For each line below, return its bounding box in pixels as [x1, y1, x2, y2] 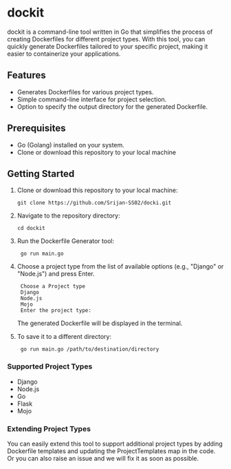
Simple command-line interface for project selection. [16, 95, 167, 103]
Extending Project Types [7, 424, 91, 433]
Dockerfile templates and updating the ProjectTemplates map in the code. [7, 446, 216, 455]
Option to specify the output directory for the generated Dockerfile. [16, 102, 208, 111]
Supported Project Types [7, 362, 93, 371]
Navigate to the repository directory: [16, 211, 120, 220]
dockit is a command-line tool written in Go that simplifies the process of [7, 28, 213, 36]
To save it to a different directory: [16, 333, 112, 341]
